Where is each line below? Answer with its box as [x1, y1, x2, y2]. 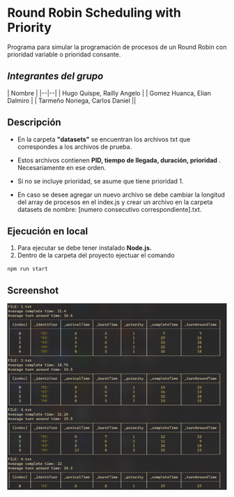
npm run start [7, 266, 49, 273]
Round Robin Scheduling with [7, 5, 181, 21]
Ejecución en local [7, 225, 88, 237]
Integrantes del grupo [7, 70, 104, 82]
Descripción [7, 116, 61, 128]
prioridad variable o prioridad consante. [7, 50, 121, 59]
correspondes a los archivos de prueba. [17, 142, 132, 151]
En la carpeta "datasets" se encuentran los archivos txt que [17, 135, 191, 144]
